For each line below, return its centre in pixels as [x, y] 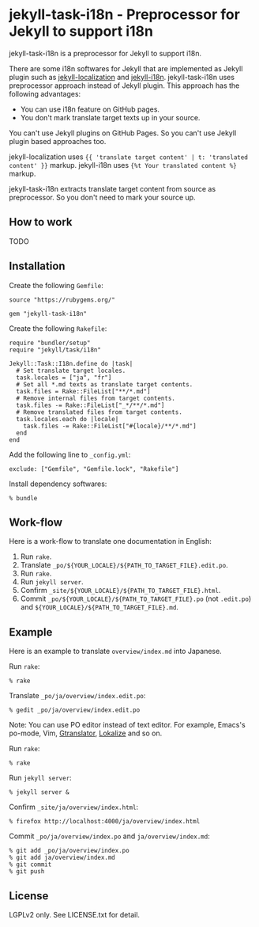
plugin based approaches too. [58, 141]
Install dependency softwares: [58, 484]
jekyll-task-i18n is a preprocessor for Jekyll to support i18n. [105, 53]
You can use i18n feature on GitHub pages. [90, 109]
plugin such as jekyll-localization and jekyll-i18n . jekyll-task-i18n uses [122, 77]
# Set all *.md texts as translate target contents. [105, 384]
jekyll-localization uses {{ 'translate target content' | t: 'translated [128, 157]
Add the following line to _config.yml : [70, 454]
